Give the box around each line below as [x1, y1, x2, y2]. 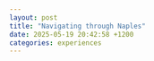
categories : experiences [9, 38, 102, 48]
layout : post [9, 13, 58, 22]
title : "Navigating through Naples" [9, 22, 146, 30]
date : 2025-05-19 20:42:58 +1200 [9, 30, 134, 39]
